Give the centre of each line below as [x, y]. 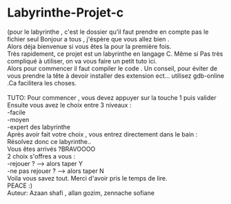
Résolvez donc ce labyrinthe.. [49, 141]
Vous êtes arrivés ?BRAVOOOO [51, 149]
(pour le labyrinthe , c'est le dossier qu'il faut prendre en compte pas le [108, 32]
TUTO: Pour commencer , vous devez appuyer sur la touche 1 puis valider [112, 97]
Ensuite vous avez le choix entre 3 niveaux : [69, 105]
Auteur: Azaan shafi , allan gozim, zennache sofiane [81, 193]
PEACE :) [20, 185]
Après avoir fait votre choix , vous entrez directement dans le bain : [102, 134]
